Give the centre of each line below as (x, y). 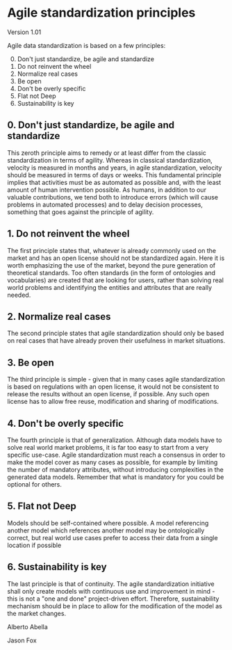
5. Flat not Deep (42, 506)
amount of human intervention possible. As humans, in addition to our (107, 190)
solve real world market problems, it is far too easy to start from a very (108, 447)
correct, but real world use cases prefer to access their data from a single (113, 537)
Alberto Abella (28, 626)
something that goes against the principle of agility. (81, 212)
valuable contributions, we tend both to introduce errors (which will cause (113, 197)
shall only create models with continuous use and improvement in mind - (111, 591)
